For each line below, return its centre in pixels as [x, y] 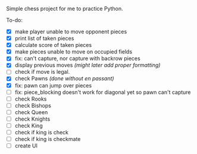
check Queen [31, 112]
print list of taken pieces [44, 39]
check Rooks [31, 99]
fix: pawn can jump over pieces [53, 85]
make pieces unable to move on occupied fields [74, 52]
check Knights [32, 119]
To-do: [14, 20]
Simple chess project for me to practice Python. [65, 9]
